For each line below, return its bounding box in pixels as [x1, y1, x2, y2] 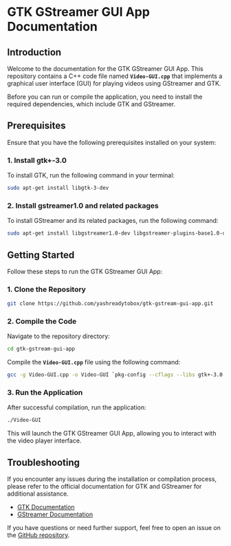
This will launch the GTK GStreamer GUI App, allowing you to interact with [7, 429, 217, 438]
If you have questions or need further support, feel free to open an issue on [7, 524, 221, 532]
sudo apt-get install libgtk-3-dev [7, 184, 109, 192]
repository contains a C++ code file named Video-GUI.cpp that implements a [7, 72, 223, 80]
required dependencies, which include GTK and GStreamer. [7, 100, 176, 108]
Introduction [7, 46, 62, 58]
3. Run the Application [7, 388, 83, 398]
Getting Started [7, 249, 75, 261]
